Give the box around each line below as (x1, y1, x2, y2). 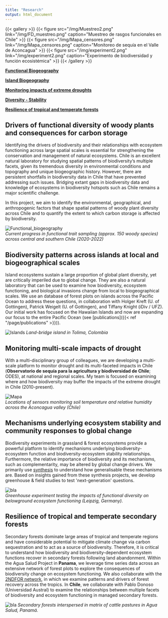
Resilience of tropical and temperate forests (5, 106, 99, 112)
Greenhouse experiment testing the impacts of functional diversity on (5, 492, 149, 498)
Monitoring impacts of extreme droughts (5, 87, 92, 93)
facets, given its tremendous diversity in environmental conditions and (5, 164, 150, 170)
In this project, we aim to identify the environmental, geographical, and (5, 200, 151, 206)
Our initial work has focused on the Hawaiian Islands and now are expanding (5, 309, 163, 315)
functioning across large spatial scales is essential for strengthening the (5, 147, 154, 153)
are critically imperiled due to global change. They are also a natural (5, 277, 146, 283)
